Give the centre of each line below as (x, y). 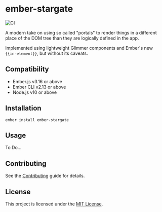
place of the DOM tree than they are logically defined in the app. (72, 38)
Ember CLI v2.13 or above (39, 87)
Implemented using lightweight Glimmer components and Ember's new (79, 48)
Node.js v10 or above (35, 92)
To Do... (13, 148)
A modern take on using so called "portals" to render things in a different (81, 32)
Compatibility (27, 69)
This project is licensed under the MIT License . (54, 204)
